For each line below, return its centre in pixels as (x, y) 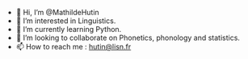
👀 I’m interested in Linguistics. (66, 21)
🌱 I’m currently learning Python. (69, 29)
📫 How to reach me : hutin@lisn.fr (74, 47)
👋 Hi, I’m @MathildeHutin (57, 12)
